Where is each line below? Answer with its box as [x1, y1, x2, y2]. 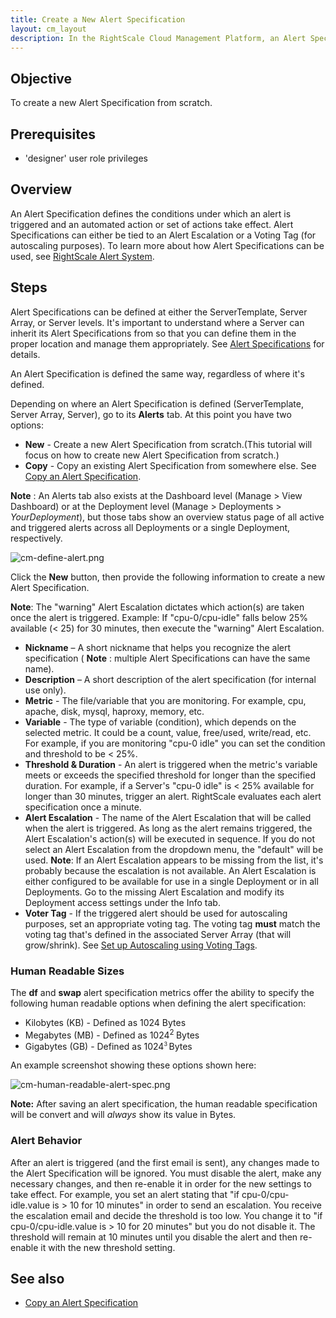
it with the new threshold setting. [40, 1241, 176, 1253]
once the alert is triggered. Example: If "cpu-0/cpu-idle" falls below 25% [10, 611, 309, 623]
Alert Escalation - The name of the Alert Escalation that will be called [24, 811, 312, 823]
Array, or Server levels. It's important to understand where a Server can [10, 316, 305, 328]
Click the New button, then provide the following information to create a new [10, 571, 326, 583]
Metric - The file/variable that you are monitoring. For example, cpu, [24, 694, 307, 706]
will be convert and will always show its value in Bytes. [10, 1109, 237, 1121]
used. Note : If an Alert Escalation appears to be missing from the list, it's [24, 854, 324, 866]
